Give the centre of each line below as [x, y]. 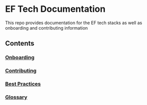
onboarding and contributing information [47, 28]
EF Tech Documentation [55, 9]
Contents [20, 44]
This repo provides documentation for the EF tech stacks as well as [74, 23]
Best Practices [23, 84]
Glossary [16, 97]
